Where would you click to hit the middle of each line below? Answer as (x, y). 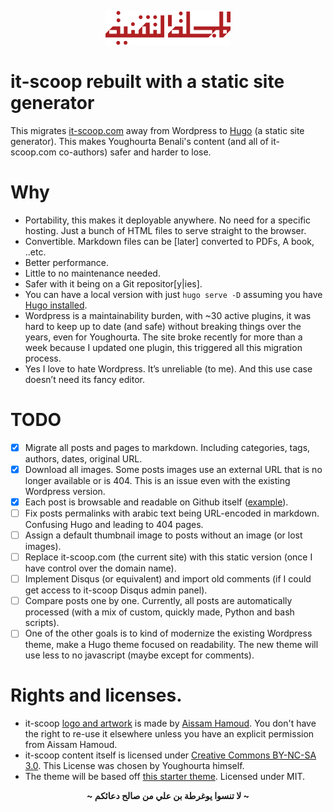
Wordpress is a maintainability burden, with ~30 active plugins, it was (168, 315)
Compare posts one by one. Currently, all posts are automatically (158, 601)
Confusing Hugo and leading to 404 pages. (114, 524)
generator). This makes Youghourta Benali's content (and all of (139, 141)
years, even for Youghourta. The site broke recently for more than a (163, 337)
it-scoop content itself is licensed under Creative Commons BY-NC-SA (170, 755)
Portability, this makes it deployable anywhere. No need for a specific (167, 220)
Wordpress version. (65, 491)
